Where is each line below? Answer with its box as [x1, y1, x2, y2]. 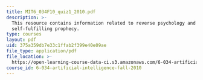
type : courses [6, 31, 42, 37]
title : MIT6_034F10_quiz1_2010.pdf [6, 8, 96, 15]
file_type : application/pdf [6, 48, 77, 54]
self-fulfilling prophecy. [11, 25, 80, 32]
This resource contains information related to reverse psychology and [11, 20, 196, 26]
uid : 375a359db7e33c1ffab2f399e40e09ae [6, 43, 107, 49]
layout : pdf [6, 37, 36, 43]
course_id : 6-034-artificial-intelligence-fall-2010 [6, 64, 142, 71]
